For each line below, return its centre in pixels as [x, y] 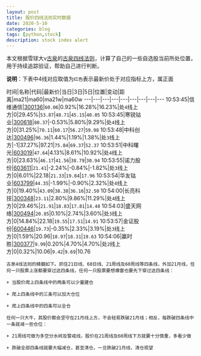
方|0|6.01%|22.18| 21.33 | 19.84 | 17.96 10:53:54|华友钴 [71, 175]
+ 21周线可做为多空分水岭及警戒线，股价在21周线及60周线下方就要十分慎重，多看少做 [99, 336]
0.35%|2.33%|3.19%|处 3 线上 [89, 229]
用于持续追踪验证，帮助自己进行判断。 [54, 66]
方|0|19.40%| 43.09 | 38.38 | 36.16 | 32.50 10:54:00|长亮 [71, 190]
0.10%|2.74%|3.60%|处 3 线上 [87, 213]
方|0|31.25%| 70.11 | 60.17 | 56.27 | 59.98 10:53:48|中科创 [73, 130]
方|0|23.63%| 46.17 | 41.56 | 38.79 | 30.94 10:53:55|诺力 [71, 160]
